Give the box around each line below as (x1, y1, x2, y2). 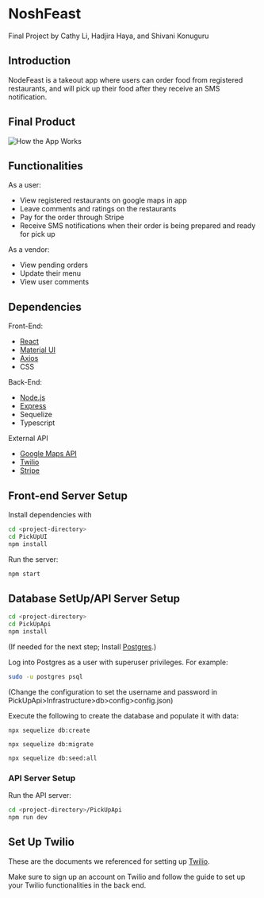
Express (19, 401, 47, 411)
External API (8, 434, 49, 443)
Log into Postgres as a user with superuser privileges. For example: (8, 657, 228, 667)
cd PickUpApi (8, 621, 52, 629)
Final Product (8, 115, 75, 129)
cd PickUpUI (8, 532, 48, 540)
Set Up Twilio (8, 835, 75, 849)
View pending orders (19, 260, 89, 270)
